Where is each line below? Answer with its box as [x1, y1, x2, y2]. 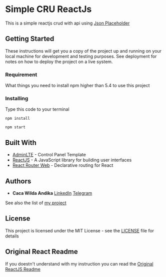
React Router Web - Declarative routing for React [12, 162, 113, 168]
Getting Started [5, 35, 54, 43]
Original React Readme [5, 247, 78, 256]
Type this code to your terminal [5, 106, 69, 112]
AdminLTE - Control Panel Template [12, 152, 86, 158]
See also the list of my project [5, 199, 66, 206]
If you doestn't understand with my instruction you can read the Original [5, 260, 153, 266]
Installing [5, 95, 28, 102]
